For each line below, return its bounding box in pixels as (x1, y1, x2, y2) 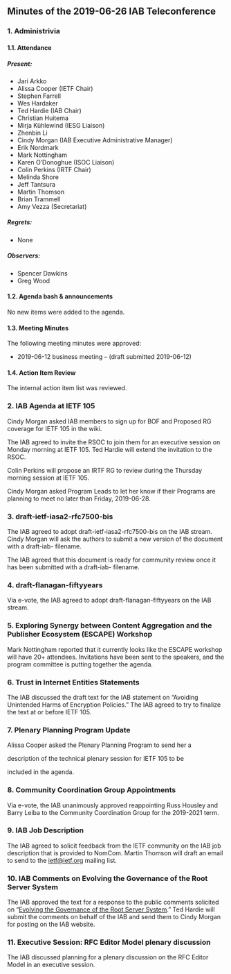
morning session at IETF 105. (7, 473, 90, 482)
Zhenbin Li (17, 128, 48, 137)
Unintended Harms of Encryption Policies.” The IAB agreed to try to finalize (7, 700, 221, 709)
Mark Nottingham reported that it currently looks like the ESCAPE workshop (7, 645, 223, 653)
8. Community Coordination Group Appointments (7, 785, 176, 795)
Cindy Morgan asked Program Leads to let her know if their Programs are (7, 487, 216, 495)
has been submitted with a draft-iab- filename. (7, 563, 140, 571)
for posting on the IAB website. (7, 920, 95, 929)
